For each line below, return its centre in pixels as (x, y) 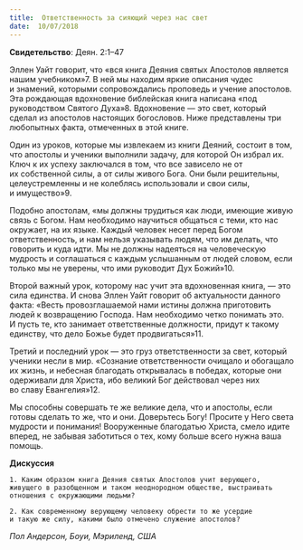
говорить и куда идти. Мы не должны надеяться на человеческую (138, 249)
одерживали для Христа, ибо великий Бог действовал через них (135, 380)
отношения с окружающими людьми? (72, 495)
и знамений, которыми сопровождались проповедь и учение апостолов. (151, 89)
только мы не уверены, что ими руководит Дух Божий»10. (122, 268)
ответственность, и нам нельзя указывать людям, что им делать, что (144, 239)
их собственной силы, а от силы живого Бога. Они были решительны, (145, 174)
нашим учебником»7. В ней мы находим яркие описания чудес (131, 79)
